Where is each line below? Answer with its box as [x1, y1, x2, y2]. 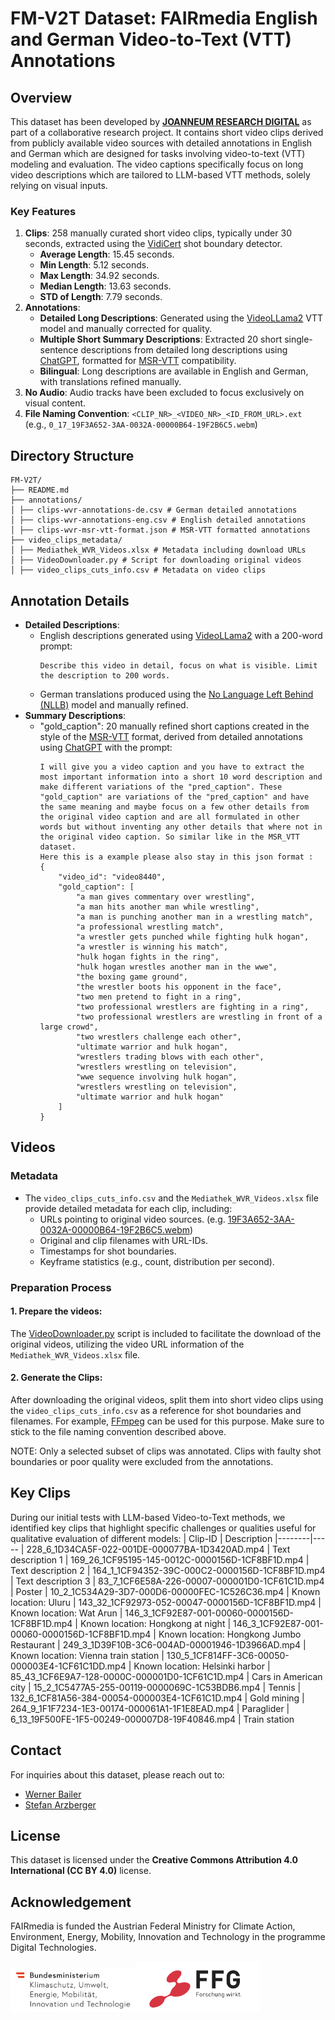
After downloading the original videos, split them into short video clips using [10, 1393, 324, 1406]
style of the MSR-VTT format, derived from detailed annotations [39, 730, 303, 742]
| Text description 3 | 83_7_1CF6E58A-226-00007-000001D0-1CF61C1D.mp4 [10, 1575, 325, 1587]
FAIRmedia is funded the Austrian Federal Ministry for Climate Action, [10, 1920, 296, 1932]
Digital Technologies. [10, 1942, 97, 1954]
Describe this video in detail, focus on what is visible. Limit [39, 660, 318, 671]
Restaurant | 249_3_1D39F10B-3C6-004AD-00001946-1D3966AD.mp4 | [10, 1638, 307, 1651]
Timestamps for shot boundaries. [39, 1245, 177, 1257]
